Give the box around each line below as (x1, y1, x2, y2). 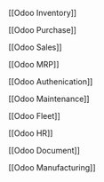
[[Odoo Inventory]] (8, 8, 77, 18)
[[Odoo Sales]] (8, 42, 63, 52)
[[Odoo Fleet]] (8, 111, 60, 121)
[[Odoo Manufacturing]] (8, 162, 96, 172)
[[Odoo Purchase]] (8, 25, 77, 35)
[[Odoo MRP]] (8, 59, 60, 69)
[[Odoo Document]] (8, 146, 81, 155)
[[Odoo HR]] (8, 128, 53, 138)
